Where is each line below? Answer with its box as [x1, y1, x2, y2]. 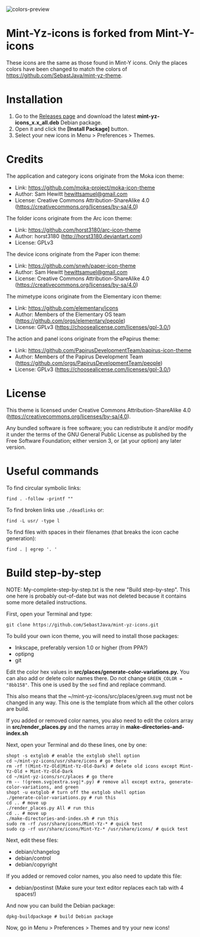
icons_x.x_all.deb [14, 118, 60, 126]
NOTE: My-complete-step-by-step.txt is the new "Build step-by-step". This [6, 586, 190, 593]
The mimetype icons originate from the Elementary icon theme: [6, 293, 162, 300]
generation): [6, 534, 37, 541]
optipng [14, 650, 35, 658]
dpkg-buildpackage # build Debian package [6, 913, 113, 920]
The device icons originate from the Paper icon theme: [6, 250, 140, 257]
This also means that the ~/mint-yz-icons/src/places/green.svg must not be [6, 692, 193, 699]
